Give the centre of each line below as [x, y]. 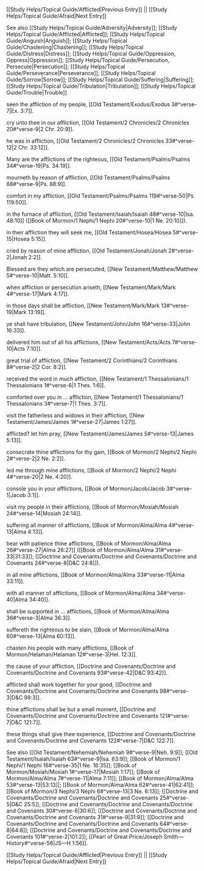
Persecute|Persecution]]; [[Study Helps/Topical [66, 66]
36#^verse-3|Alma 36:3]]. [39, 618]
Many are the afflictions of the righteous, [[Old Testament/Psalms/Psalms [98, 159]
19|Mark [16, 312]
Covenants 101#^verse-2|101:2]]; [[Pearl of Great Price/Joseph [84, 837]
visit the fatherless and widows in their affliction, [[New [76, 415]
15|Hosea [18, 239]
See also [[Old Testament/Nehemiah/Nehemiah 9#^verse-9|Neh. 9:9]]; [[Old [102, 752]
